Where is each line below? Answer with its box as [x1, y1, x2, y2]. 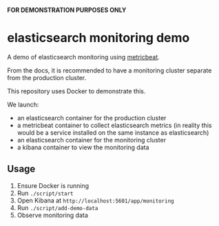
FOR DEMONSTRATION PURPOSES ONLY [7, 6, 127, 14]
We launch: [7, 100, 39, 109]
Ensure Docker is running [17, 181, 90, 189]
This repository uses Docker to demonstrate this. [7, 86, 146, 95]
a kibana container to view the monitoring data [17, 143, 149, 151]
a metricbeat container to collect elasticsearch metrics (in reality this [17, 121, 212, 129]
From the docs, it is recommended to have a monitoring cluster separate [7, 66, 212, 75]
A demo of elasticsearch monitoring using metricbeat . [7, 53, 160, 61]
